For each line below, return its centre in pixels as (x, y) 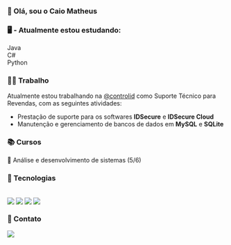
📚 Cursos (24, 142)
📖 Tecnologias (32, 178)
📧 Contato (24, 219)
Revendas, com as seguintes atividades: (65, 103)
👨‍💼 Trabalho (28, 81)
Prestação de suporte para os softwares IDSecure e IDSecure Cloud (115, 117)
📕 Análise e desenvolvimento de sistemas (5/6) (74, 160)
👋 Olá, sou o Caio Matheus (52, 11)
